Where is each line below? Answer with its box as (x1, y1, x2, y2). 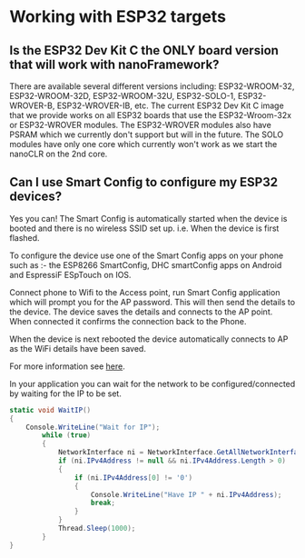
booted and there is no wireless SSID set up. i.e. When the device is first (9, 223, 280, 234)
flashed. (9, 232, 40, 243)
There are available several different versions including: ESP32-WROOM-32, (9, 81, 295, 92)
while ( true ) (42, 431, 92, 440)
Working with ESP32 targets (9, 6, 227, 27)
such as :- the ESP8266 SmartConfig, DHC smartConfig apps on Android (9, 259, 282, 270)
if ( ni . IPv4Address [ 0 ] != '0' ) (74, 473, 193, 483)
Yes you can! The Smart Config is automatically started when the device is (9, 213, 288, 224)
